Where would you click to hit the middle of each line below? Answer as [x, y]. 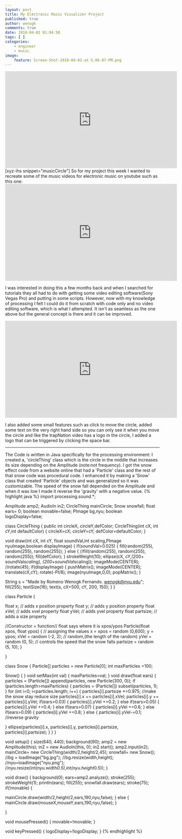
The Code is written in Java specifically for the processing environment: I [79, 455]
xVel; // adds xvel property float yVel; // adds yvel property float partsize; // [81, 612]
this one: [14, 181]
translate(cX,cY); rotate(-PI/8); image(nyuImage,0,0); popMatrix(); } [73, 572]
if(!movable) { [19, 788]
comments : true [21, 28]
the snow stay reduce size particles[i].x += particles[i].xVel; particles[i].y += [82, 697]
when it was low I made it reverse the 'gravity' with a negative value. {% [78, 491]
